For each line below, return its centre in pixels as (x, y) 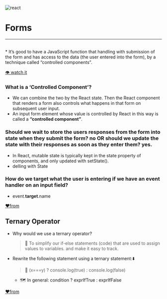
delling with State (30, 166)
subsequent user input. (36, 109)
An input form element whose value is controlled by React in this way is (85, 114)
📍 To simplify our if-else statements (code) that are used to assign (92, 243)
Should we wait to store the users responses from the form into (83, 132)
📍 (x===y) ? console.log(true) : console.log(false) (75, 270)
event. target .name (31, 196)
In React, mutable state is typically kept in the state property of (77, 155)
